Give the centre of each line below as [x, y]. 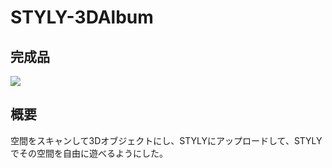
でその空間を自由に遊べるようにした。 [89, 153]
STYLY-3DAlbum [82, 17]
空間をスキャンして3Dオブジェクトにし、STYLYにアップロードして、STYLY [166, 140]
